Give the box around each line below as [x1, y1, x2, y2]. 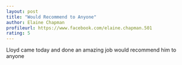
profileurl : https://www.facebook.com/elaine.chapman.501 [6, 25, 152, 31]
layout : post [6, 8, 39, 15]
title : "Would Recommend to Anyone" [6, 14, 97, 20]
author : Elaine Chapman [6, 19, 65, 25]
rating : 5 [6, 30, 31, 36]
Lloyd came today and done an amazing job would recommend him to [6, 46, 177, 53]
